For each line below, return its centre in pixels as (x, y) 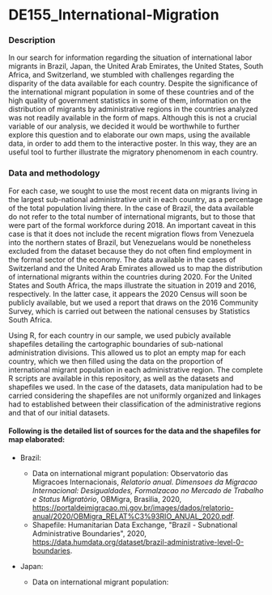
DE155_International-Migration (114, 15)
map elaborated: (37, 440)
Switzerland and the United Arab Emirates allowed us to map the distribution (136, 268)
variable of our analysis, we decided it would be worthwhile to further (124, 126)
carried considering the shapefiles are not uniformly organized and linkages (135, 395)
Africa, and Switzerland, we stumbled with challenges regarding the (121, 75)
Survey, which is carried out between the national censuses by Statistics (130, 311)
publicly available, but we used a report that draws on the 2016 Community (134, 302)
